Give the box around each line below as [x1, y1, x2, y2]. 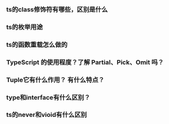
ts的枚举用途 [6, 23, 43, 31]
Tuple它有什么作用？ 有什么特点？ [6, 75, 105, 84]
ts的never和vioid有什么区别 [6, 111, 87, 119]
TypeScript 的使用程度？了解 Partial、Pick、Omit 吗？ [6, 58, 164, 66]
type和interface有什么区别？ [6, 93, 91, 101]
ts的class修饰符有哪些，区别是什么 [6, 5, 108, 13]
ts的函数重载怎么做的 [6, 40, 68, 49]
